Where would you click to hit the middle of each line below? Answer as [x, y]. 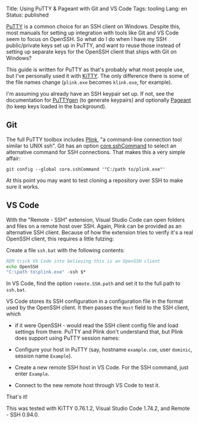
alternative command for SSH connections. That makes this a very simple [96, 152]
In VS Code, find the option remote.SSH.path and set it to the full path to [93, 283]
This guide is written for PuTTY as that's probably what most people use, [95, 70]
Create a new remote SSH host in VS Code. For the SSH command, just [101, 368]
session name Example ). [43, 356]
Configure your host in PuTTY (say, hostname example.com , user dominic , [103, 350]
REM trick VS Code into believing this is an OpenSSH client [83, 261]
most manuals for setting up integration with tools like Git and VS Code [92, 33]
